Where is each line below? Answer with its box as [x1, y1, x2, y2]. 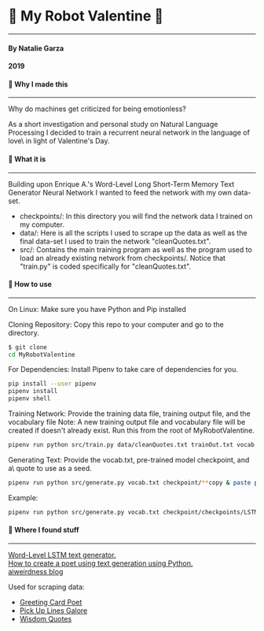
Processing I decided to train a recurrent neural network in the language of [8, 128, 250, 137]
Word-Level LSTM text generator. [8, 550, 116, 559]
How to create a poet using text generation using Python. [8, 559, 193, 568]
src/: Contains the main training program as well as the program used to [19, 244, 253, 254]
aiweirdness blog [8, 566, 64, 576]
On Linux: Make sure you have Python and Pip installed [8, 304, 187, 314]
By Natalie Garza [8, 43, 64, 53]
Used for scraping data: [8, 582, 85, 592]
